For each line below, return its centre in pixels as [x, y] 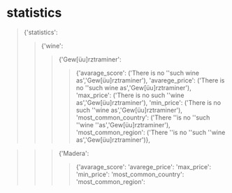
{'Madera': [74, 153]
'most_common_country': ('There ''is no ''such [143, 117]
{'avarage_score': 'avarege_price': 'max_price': [144, 166]
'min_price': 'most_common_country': [130, 174]
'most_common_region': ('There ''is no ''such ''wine [151, 132]
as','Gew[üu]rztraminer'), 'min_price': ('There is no [148, 102]
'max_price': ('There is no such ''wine [130, 95]
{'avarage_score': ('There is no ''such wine [138, 73]
